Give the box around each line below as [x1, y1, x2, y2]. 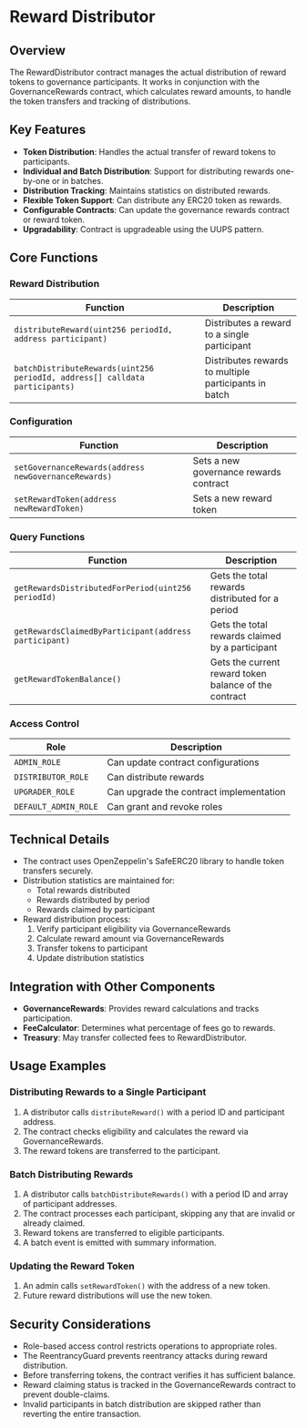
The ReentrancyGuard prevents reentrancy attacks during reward [22, 1351, 269, 1362]
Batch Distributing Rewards [9, 1168, 134, 1180]
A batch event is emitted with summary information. [22, 1237, 217, 1248]
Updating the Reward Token [9, 1260, 135, 1272]
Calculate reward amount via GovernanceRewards [36, 933, 225, 944]
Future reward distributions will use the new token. [22, 1290, 212, 1301]
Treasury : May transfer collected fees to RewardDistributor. [22, 1032, 248, 1044]
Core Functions [9, 250, 98, 266]
